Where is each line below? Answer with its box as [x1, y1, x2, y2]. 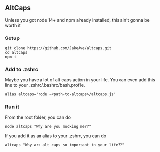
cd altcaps [5, 50, 28, 55]
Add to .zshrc [5, 66, 39, 73]
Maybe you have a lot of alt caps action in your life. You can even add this [5, 77, 156, 83]
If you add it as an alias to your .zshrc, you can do [5, 133, 107, 139]
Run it [5, 103, 20, 110]
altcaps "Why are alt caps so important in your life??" [5, 142, 125, 147]
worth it [5, 22, 21, 28]
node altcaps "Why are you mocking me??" [5, 124, 92, 129]
